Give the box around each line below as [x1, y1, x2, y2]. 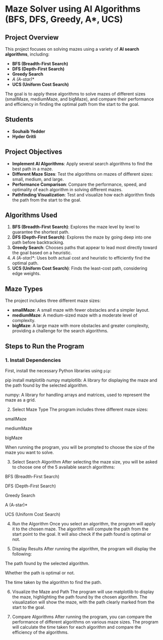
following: [12, 551, 32, 557]
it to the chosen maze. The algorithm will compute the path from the [12, 526, 148, 532]
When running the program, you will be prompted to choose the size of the [5, 444, 155, 450]
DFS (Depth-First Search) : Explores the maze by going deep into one [12, 234, 152, 240]
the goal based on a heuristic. [12, 250, 72, 256]
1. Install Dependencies [5, 357, 61, 363]
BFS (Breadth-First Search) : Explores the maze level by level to [12, 224, 140, 230]
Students [5, 116, 34, 124]
